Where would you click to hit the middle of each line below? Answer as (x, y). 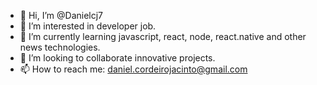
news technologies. (60, 47)
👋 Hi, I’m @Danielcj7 (61, 15)
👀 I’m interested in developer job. (88, 26)
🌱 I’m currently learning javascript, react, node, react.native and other (163, 36)
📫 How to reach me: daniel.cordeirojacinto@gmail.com (133, 69)
